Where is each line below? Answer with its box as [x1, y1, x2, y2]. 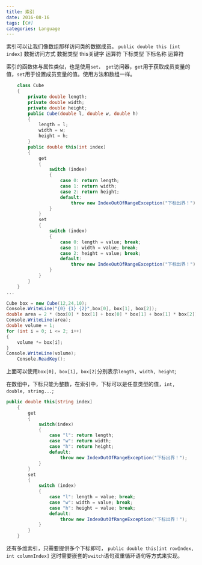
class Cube [17, 82, 44, 89]
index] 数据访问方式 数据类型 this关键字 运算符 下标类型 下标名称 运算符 [6, 50, 185, 58]
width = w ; [38, 127, 66, 133]
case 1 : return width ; [60, 183, 117, 189]
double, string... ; [6, 387, 54, 394]
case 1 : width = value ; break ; [60, 245, 138, 251]
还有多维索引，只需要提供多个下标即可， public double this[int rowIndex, [6, 545, 194, 552]
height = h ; [38, 133, 69, 139]
